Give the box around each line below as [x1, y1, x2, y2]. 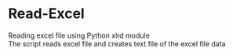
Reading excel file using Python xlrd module [8, 31, 151, 40]
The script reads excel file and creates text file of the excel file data [8, 38, 226, 48]
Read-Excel [8, 5, 85, 23]
